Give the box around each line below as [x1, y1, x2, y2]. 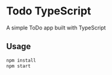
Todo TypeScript [6, 4, 92, 18]
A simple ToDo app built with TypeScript [6, 24, 107, 31]
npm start [6, 63, 31, 69]
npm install [6, 57, 36, 64]
